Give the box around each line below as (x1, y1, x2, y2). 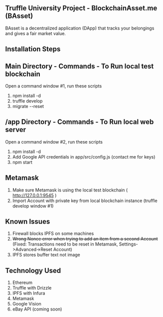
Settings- (119, 241, 138, 247)
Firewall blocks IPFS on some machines (12, 230, 94, 236)
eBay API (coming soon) (12, 306, 62, 312)
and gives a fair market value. (5, 30, 66, 36)
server (5, 125, 26, 134)
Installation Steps (5, 45, 61, 53)
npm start (12, 159, 32, 165)
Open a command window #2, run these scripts (5, 138, 103, 144)
